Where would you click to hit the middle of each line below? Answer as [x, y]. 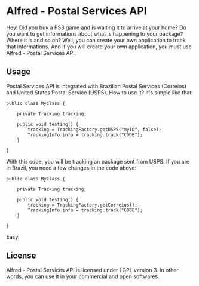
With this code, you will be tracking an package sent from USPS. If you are [98, 161]
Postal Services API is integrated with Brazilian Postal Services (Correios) [97, 86]
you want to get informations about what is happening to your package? [95, 33]
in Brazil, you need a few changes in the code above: [71, 168]
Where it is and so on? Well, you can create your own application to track [96, 40]
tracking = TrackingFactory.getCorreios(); [82, 205]
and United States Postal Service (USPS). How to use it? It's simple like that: [99, 92]
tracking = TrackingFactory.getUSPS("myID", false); [95, 130]
